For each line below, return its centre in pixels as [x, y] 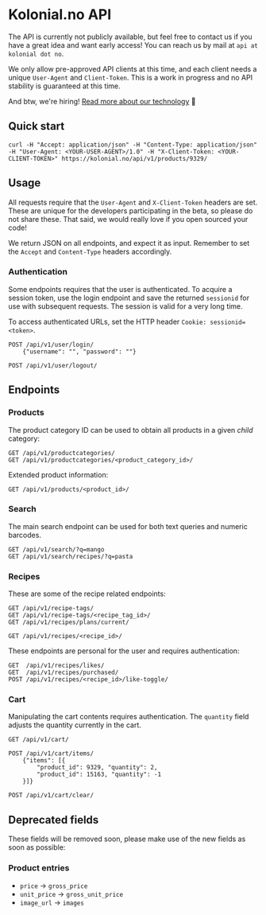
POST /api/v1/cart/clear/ [51, 796]
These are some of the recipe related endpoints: [87, 594]
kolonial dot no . [36, 53]
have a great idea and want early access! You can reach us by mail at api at [133, 45]
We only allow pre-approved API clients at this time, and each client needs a [133, 68]
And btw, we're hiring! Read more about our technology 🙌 [102, 101]
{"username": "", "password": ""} [79, 352]
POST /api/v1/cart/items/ [51, 753]
